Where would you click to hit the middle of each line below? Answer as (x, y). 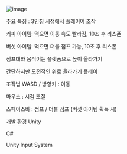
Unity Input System (30, 145)
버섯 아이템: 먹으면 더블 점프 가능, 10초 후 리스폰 (61, 46)
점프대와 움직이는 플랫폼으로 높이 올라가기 (54, 59)
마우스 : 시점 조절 (26, 96)
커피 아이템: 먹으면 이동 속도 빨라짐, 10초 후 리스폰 (64, 34)
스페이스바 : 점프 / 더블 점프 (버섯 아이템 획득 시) (61, 109)
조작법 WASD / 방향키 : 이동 (38, 84)
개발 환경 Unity (24, 122)
